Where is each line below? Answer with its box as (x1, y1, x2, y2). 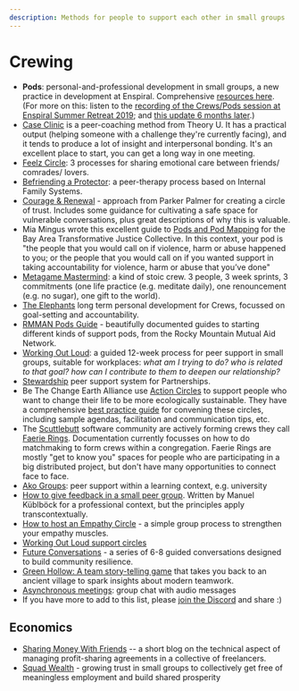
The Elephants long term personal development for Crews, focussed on (21, 299, 286, 310)
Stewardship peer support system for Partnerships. (21, 375, 212, 386)
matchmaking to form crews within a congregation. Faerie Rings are (21, 442, 272, 452)
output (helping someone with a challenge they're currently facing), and (21, 129, 287, 139)
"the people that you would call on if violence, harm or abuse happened (21, 242, 287, 253)
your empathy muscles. (21, 527, 109, 538)
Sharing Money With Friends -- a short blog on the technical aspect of (21, 644, 281, 654)
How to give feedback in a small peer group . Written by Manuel (21, 489, 254, 501)
